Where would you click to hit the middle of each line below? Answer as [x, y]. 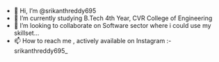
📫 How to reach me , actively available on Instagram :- [92, 41]
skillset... [26, 33]
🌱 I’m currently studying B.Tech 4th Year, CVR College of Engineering [113, 18]
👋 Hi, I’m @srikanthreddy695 [55, 11]
